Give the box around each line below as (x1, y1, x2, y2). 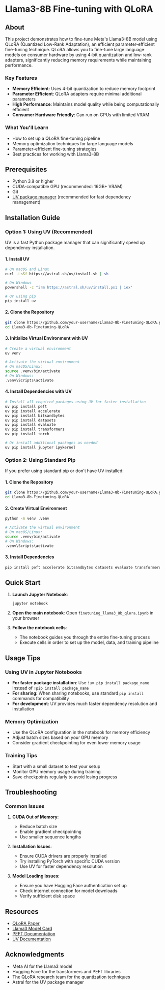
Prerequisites (5, 165, 47, 173)
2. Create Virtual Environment (5, 505, 67, 511)
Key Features (5, 74, 38, 81)
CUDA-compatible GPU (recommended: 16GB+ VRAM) (12, 184, 123, 190)
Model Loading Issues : (12, 873, 60, 879)
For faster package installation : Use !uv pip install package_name (12, 679, 149, 685)
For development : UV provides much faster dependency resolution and (12, 701, 157, 706)
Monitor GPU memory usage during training (12, 768, 101, 774)
